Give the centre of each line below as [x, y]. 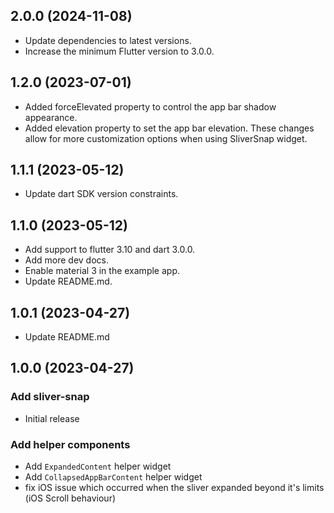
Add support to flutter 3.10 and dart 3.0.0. [110, 250]
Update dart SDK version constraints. [101, 194]
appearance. [51, 117]
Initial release [52, 418]
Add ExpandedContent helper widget [98, 466]
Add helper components [70, 444]
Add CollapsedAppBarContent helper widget [113, 477]
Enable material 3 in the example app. [102, 271]
